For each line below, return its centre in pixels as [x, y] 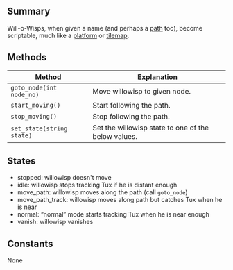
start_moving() [36, 105]
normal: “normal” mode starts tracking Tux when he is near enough [113, 214]
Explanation [158, 77]
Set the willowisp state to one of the [151, 128]
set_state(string [39, 128]
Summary [29, 11]
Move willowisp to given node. [142, 91]
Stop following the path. [131, 116]
